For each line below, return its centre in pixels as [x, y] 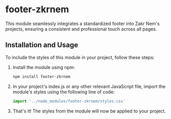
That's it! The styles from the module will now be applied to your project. [89, 111]
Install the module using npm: [44, 67]
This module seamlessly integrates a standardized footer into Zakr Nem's [82, 23]
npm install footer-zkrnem [41, 77]
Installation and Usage [42, 45]
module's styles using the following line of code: [64, 92]
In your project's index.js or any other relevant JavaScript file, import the [89, 86]
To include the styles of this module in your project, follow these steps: [80, 57]
